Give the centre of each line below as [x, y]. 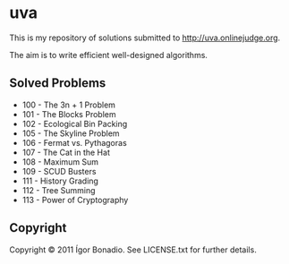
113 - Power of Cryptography [75, 200]
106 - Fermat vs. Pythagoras [74, 142]
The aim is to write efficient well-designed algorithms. [109, 55]
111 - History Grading [60, 181]
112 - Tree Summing [59, 190]
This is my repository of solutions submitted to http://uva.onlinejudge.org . [145, 38]
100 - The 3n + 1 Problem [69, 105]
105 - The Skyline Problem [71, 133]
